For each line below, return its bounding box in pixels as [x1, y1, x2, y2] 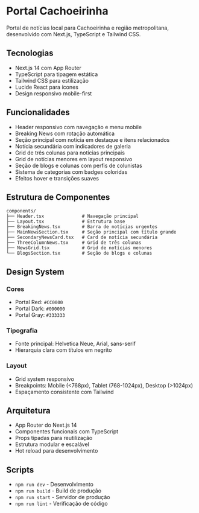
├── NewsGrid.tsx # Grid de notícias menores [6, 245, 153, 251]
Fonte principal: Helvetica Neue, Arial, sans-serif [14, 340, 136, 348]
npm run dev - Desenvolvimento [14, 481, 93, 488]
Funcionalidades [6, 107, 71, 118]
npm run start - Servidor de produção [14, 494, 110, 501]
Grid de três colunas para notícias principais [14, 149, 125, 156]
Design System [6, 267, 65, 277]
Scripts [6, 465, 34, 475]
